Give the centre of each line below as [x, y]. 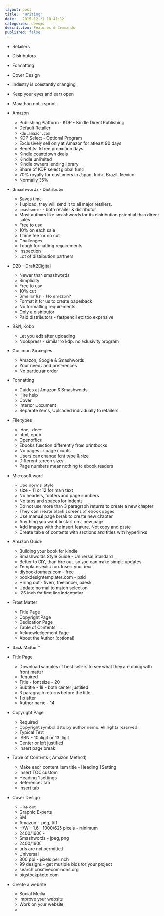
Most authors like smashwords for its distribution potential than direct [89, 215]
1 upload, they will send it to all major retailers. [66, 204]
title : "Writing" [24, 14]
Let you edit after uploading [47, 336]
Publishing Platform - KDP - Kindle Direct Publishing [72, 122]
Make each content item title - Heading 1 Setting [68, 767]
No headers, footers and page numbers [59, 496]
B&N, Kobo [23, 326]
